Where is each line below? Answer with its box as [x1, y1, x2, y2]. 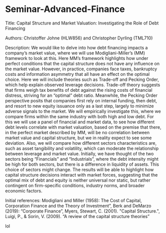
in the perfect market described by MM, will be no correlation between [5, 129, 150, 135]
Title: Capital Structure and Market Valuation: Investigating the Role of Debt [5, 20, 159, 26]
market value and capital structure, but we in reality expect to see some [5, 135, 152, 141]
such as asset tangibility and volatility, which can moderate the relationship [5, 145, 159, 151]
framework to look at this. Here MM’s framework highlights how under [5, 55, 149, 61]
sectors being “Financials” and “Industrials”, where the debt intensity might [5, 156, 159, 162]
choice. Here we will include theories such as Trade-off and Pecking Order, [5, 76, 159, 82]
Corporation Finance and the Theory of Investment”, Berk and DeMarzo [5, 203, 152, 209]
